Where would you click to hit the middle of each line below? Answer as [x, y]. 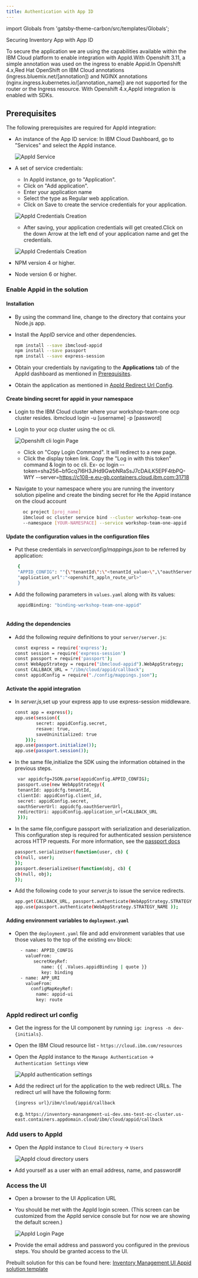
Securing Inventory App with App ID [49, 39]
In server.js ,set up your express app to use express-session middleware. [103, 701]
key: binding [57, 972]
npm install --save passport [50, 351]
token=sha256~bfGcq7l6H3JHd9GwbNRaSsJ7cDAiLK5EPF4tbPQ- [104, 471]
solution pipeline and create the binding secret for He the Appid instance [103, 495]
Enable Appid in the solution [47, 289]
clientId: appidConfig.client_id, [60, 796]
